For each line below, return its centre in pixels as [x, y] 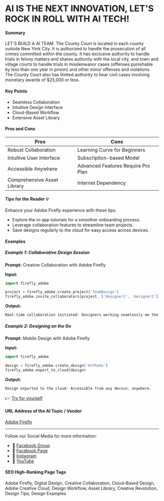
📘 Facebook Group [31, 445]
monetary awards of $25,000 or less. [42, 80]
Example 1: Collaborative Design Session [47, 253]
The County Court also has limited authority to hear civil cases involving [77, 75]
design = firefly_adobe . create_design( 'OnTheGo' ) [57, 365]
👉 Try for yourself [24, 398]
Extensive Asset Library [36, 117]
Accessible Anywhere [32, 169]
